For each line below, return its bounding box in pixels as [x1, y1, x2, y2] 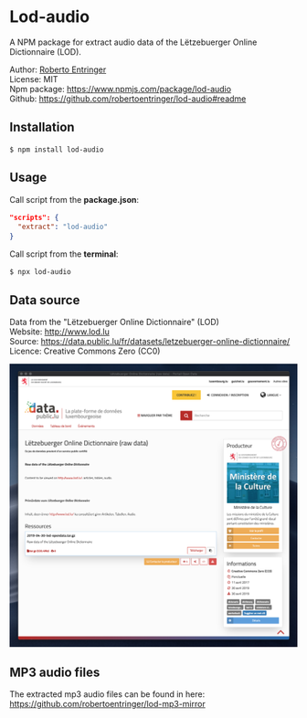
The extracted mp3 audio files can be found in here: [9, 689, 206, 700]
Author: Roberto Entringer [9, 64, 107, 75]
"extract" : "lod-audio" [17, 222, 108, 232]
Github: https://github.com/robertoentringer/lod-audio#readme [9, 93, 247, 104]
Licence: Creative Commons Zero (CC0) [9, 345, 161, 356]
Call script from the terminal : [9, 248, 119, 259]
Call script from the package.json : [9, 194, 140, 205]
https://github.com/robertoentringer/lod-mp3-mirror [9, 699, 206, 710]
